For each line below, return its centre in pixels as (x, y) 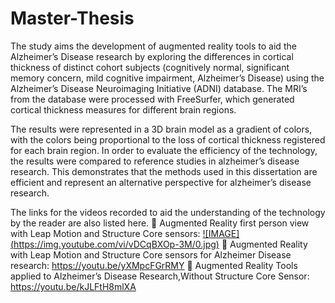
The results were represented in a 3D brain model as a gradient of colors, (161, 129)
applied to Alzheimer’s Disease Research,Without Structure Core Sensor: (160, 276)
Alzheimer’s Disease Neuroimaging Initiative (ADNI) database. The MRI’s (159, 88)
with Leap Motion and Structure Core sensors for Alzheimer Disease (151, 254)
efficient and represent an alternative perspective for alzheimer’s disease (161, 182)
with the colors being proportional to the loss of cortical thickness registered (168, 139)
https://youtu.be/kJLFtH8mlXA (73, 286)
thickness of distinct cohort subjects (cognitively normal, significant (150, 67)
